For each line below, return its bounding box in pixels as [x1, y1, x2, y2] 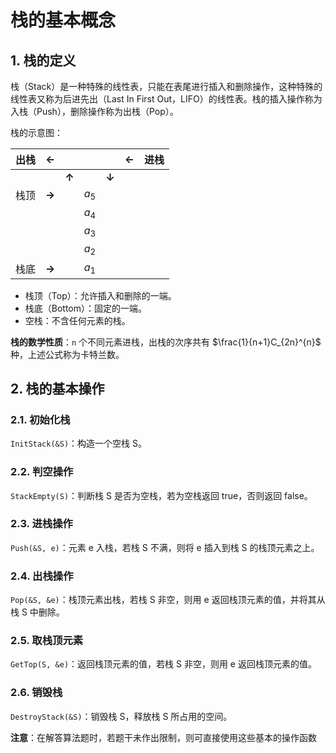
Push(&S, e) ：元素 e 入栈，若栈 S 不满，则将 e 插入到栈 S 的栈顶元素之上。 [10, 541, 320, 553]
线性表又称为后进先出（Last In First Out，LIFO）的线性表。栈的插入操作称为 [10, 93, 323, 105]
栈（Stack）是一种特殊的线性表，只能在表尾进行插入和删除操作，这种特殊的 [10, 81, 323, 92]
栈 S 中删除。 [10, 606, 65, 618]
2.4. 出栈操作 [10, 569, 74, 583]
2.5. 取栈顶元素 [10, 634, 84, 648]
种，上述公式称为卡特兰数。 [10, 348, 125, 360]
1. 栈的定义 [10, 52, 77, 69]
